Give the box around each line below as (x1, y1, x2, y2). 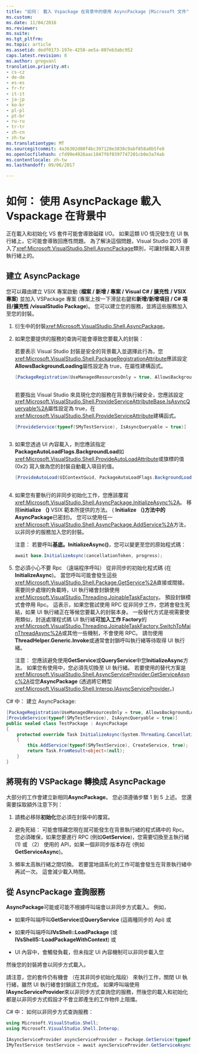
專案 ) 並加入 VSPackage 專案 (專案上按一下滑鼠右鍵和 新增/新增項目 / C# (6, 295, 181, 302)
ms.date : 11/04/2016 (6, 19, 57, 25)
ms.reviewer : (6, 25, 38, 31)
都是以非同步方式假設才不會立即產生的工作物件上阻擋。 (6, 996, 140, 1003)
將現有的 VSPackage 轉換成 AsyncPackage (6, 777, 166, 787)
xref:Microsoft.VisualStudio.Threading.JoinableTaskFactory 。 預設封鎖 (14, 594, 186, 601)
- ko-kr (6, 102, 25, 108)
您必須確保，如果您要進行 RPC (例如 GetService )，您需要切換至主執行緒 (14, 833, 190, 840)
